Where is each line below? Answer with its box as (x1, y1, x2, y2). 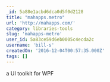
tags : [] (6, 53, 28, 59)
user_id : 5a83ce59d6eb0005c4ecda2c (6, 37, 95, 42)
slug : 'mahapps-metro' (6, 31, 62, 37)
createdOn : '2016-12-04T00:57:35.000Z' (6, 48, 105, 54)
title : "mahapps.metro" (6, 14, 65, 20)
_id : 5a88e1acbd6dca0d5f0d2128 (6, 8, 84, 15)
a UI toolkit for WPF (6, 69, 54, 77)
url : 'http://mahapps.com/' (6, 20, 76, 26)
